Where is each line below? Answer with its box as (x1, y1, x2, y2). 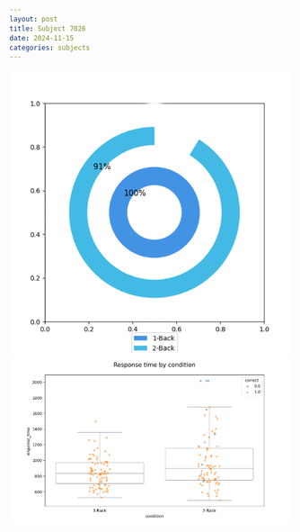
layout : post (9, 14, 58, 23)
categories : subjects (9, 43, 91, 52)
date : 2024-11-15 (9, 33, 75, 42)
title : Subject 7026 (9, 23, 87, 33)
